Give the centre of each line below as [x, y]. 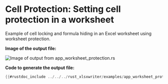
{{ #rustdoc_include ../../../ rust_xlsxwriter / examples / [64, 77]
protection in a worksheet [59, 20]
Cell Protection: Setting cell [63, 9]
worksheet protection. [28, 39]
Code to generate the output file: [40, 68]
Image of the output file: [31, 48]
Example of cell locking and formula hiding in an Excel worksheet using [78, 33]
